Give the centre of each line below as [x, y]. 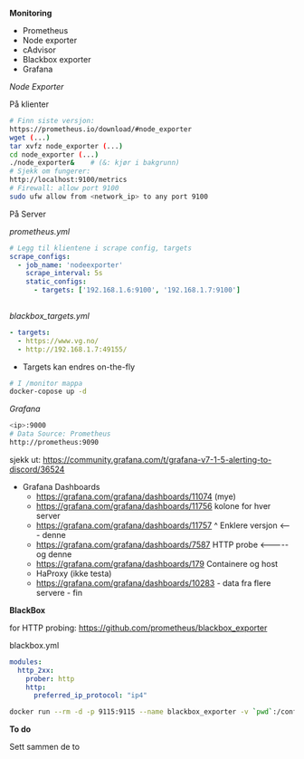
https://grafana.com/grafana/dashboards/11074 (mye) [136, 496]
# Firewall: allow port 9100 [64, 188]
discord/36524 [37, 469]
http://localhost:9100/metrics [68, 180]
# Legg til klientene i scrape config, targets [101, 248]
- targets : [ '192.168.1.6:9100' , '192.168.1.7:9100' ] [137, 290]
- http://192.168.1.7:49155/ [72, 349]
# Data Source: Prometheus [60, 434]
